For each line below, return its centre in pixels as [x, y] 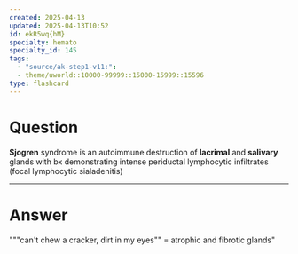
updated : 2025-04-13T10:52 [59, 26]
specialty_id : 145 [43, 51]
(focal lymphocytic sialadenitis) [66, 171]
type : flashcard [39, 83]
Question [43, 127]
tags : [19, 59]
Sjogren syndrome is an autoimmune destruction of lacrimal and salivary [144, 152]
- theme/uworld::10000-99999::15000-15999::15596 [110, 75]
